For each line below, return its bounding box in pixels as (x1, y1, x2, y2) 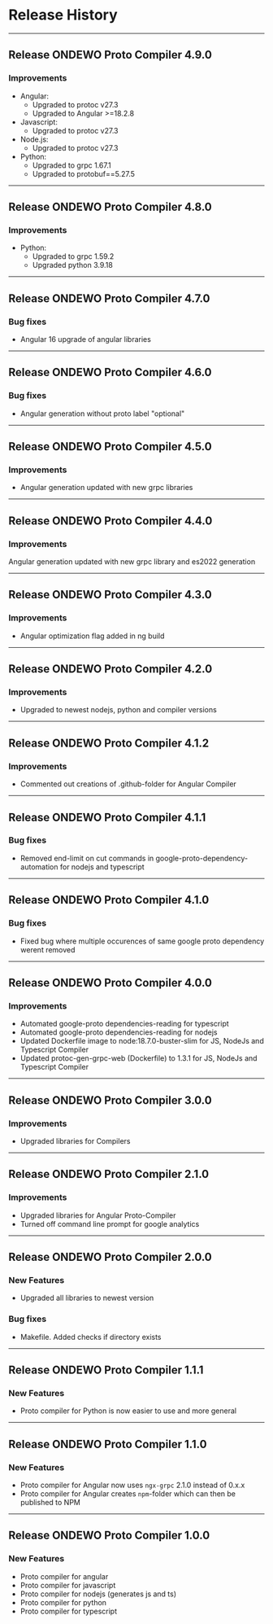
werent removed (19, 944, 76, 954)
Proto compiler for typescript (19, 1606, 118, 1616)
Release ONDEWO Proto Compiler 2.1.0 (8, 1167, 210, 1181)
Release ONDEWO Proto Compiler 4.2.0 (8, 662, 213, 676)
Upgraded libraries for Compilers (19, 1136, 131, 1145)
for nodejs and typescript (59, 861, 145, 872)
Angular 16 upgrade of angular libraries (19, 335, 152, 344)
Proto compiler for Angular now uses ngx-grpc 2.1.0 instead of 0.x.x (19, 1480, 245, 1490)
